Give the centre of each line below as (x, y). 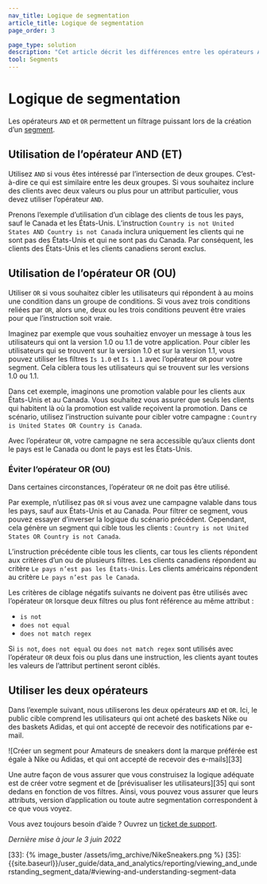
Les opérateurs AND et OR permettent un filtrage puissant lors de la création (130, 121)
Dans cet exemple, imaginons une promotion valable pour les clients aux (127, 391)
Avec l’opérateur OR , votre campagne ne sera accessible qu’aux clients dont (132, 440)
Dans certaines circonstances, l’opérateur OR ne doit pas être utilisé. (119, 487)
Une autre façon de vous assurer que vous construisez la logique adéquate (131, 774)
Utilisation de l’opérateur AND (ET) (95, 155)
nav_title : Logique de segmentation (69, 16)
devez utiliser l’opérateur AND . (56, 199)
